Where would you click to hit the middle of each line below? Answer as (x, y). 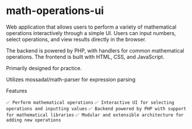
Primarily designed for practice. (44, 68)
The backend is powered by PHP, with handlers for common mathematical (95, 50)
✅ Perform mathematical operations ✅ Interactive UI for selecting (90, 102)
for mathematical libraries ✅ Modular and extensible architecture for (95, 115)
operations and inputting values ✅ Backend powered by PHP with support (96, 109)
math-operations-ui (55, 11)
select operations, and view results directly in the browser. (76, 39)
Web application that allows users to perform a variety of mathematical (91, 27)
